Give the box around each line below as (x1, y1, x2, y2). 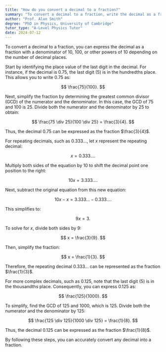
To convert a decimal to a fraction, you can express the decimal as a (5, 44, 144, 49)
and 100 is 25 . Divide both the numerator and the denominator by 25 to (5, 104, 149, 110)
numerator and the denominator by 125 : (5, 308, 85, 314)
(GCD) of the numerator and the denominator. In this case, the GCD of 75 (5, 99, 154, 104)
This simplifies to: (5, 206, 41, 212)
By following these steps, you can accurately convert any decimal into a (5, 337, 152, 343)
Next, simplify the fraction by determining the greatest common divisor (5, 93, 150, 99)
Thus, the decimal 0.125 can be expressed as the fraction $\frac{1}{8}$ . (5, 327, 151, 333)
